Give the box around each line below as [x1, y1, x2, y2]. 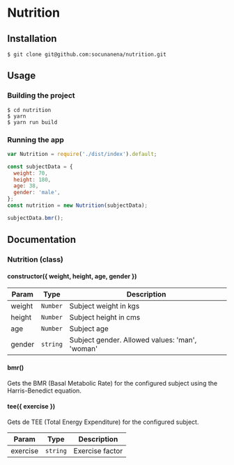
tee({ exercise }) [7, 402, 56, 411]
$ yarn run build [7, 118, 58, 126]
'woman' [69, 344, 98, 354]
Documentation [7, 234, 77, 246]
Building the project [7, 90, 75, 100]
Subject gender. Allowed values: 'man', [69, 336, 197, 345]
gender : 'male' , [13, 189, 61, 196]
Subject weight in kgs [69, 301, 140, 311]
